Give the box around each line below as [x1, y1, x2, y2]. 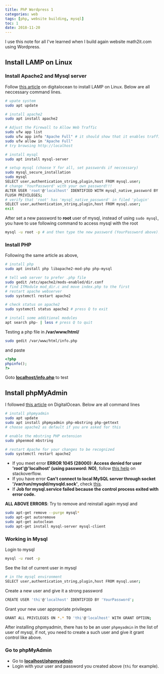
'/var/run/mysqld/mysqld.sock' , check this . [12, 481, 102, 487]
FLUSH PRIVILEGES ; [5, 192, 42, 198]
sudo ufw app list [5, 130, 42, 135]
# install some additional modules [5, 316, 78, 320]
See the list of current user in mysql [5, 565, 77, 570]
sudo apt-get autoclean [5, 520, 54, 525]
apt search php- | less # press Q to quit [5, 320, 93, 325]
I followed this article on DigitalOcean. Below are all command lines [5, 401, 140, 408]
